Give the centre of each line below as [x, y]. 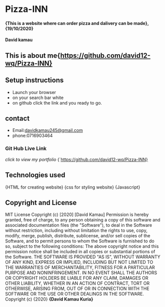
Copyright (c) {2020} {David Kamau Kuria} [49, 299]
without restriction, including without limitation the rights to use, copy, [76, 230]
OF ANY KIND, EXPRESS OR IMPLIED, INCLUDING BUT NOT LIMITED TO [79, 262]
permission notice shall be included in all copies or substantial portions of [80, 252]
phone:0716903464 [32, 136]
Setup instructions [34, 80]
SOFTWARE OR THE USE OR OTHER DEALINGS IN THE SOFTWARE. [75, 294]
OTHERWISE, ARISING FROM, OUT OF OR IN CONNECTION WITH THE [77, 289]
